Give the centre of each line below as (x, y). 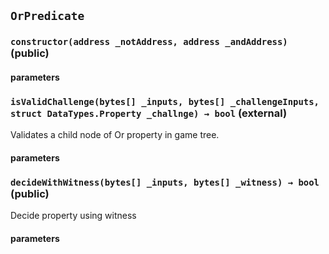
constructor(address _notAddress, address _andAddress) (149, 42)
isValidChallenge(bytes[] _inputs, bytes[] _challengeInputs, (165, 101)
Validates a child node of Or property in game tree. (115, 135)
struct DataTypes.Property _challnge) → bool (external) (149, 113)
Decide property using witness (73, 216)
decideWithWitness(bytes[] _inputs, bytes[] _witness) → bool (165, 182)
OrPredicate (47, 16)
